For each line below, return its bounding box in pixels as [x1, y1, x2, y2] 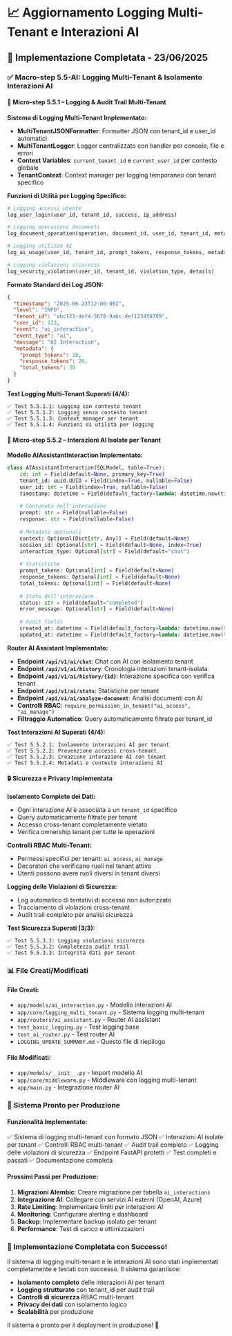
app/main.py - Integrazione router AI [17, 1083, 120, 1092]
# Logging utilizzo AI [7, 242, 72, 250]
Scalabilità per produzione [17, 1307, 94, 1315]
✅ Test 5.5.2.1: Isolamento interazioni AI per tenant [7, 741, 170, 748]
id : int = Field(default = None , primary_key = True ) [19, 471, 166, 478]
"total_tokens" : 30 [19, 365, 76, 371]
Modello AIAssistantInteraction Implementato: [7, 451, 143, 459]
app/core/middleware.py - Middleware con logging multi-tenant [17, 1076, 197, 1084]
